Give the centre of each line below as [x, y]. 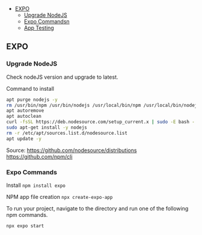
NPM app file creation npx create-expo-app [60, 197]
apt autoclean [24, 117]
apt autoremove [25, 111]
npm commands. [27, 215]
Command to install [30, 88]
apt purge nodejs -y [32, 99]
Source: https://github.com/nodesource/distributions [72, 150]
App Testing [39, 28]
